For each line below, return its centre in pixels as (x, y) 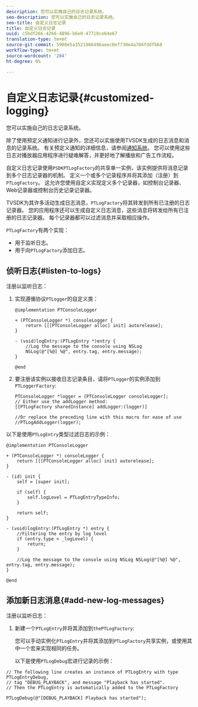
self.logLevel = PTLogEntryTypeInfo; (74, 497)
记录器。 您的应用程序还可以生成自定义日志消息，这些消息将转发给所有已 (95, 210)
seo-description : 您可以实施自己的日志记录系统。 (62, 17)
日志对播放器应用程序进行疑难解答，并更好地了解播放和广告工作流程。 (92, 156)
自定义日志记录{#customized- (80, 98)
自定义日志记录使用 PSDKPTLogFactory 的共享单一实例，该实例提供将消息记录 (97, 168)
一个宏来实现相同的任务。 (51, 648)
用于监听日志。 (33, 243)
